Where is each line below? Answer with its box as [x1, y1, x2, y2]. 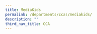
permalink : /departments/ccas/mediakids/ [5, 12, 93, 17]
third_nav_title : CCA [5, 21, 50, 26]
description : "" [5, 16, 39, 21]
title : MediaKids [5, 7, 41, 12]
